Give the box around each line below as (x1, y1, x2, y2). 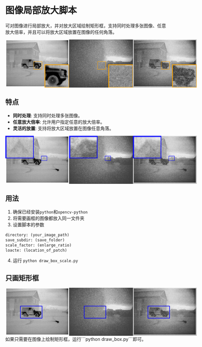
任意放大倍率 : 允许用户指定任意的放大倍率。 (12, 119, 105, 125)
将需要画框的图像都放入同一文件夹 (12, 215, 85, 221)
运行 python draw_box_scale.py (12, 257, 78, 264)
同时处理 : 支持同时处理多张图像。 (12, 112, 83, 118)
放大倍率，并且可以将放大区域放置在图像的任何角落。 (5, 29, 117, 35)
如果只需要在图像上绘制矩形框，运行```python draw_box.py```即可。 (5, 336, 146, 342)
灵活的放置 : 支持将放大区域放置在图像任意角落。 (12, 125, 114, 131)
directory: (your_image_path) (5, 232, 70, 237)
